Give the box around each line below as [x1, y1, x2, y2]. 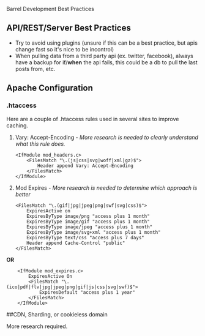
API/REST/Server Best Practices [6, 23, 132, 33]
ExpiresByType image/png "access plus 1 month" [26, 213, 150, 219]
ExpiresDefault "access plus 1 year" [39, 289, 136, 296]
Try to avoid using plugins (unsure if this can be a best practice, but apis [15, 39, 198, 47]
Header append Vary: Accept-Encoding [37, 162, 133, 169]
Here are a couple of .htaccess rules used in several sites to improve [6, 115, 179, 122]
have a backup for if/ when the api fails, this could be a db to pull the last [15, 58, 198, 66]
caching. [6, 122, 29, 129]
